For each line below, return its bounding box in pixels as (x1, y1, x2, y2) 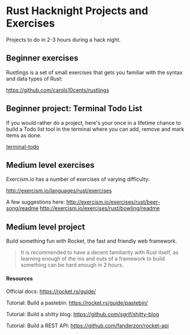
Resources (6, 275, 34, 282)
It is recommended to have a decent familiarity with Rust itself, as (20, 249, 179, 256)
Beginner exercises (6, 53, 79, 63)
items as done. (6, 131, 42, 139)
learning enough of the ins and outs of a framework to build (20, 255, 165, 263)
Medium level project (6, 222, 85, 232)
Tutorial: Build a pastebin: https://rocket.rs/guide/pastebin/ (6, 299, 148, 307)
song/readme (6, 205, 39, 212)
